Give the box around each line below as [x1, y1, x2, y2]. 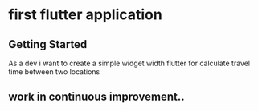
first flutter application [8, 6, 162, 24]
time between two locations [8, 67, 100, 77]
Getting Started [8, 38, 88, 51]
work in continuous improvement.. [8, 90, 185, 104]
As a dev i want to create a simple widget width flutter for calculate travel [8, 58, 251, 68]
